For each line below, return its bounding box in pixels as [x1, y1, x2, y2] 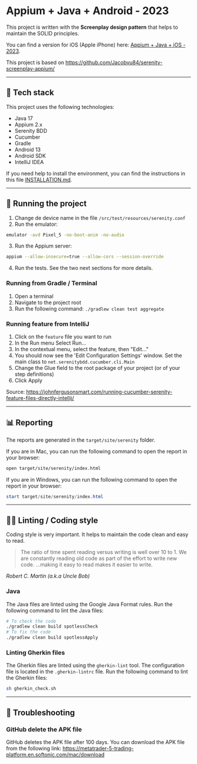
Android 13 [14, 146, 41, 153]
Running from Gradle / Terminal [6, 279, 98, 288]
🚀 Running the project [6, 199, 87, 209]
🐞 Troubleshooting [6, 708, 75, 718]
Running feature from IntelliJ [6, 319, 90, 328]
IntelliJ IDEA [14, 158, 44, 165]
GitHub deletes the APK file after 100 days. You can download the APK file [6, 738, 185, 745]
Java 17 [14, 115, 33, 122]
